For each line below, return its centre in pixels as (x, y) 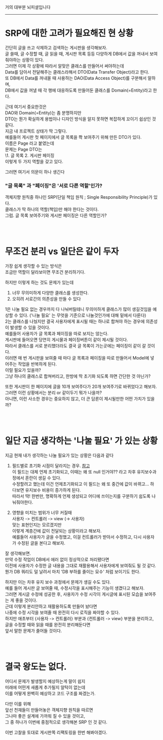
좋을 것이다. (26, 600)
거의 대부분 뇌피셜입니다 (28, 7)
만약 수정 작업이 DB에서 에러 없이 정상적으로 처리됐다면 (57, 560)
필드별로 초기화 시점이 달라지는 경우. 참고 (51, 466)
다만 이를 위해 (18, 704)
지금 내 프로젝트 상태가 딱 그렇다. (36, 131)
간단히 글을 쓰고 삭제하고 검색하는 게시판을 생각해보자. (56, 47)
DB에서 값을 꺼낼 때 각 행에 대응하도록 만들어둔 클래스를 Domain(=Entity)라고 (78, 90)
